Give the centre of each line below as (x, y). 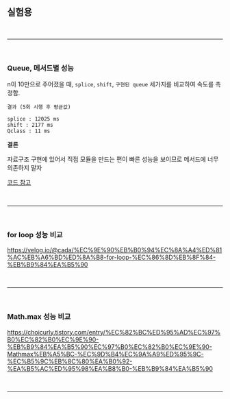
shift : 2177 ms (30, 125)
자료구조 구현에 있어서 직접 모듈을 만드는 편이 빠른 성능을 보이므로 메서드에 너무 (113, 159)
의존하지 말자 (25, 168)
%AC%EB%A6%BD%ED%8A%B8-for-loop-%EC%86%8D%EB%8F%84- (112, 257)
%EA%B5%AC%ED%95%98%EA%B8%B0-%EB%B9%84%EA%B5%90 (110, 368)
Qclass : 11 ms (29, 131)
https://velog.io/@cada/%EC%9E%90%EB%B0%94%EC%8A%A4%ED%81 (115, 250)
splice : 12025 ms (33, 119)
